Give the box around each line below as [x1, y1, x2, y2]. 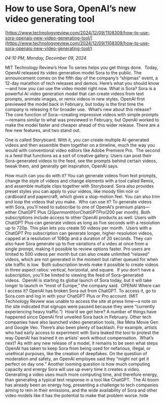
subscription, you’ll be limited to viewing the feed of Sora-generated [5, 272, 144, 278]
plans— [134, 204, 150, 210]
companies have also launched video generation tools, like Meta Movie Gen [5, 319, 159, 325]
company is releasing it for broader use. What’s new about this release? [5, 106, 152, 112]
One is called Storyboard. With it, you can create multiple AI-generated [5, 136, 149, 143]
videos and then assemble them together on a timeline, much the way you [5, 142, 155, 148]
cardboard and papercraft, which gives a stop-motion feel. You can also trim [5, 193, 160, 200]
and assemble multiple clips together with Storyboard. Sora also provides [5, 183, 154, 189]
